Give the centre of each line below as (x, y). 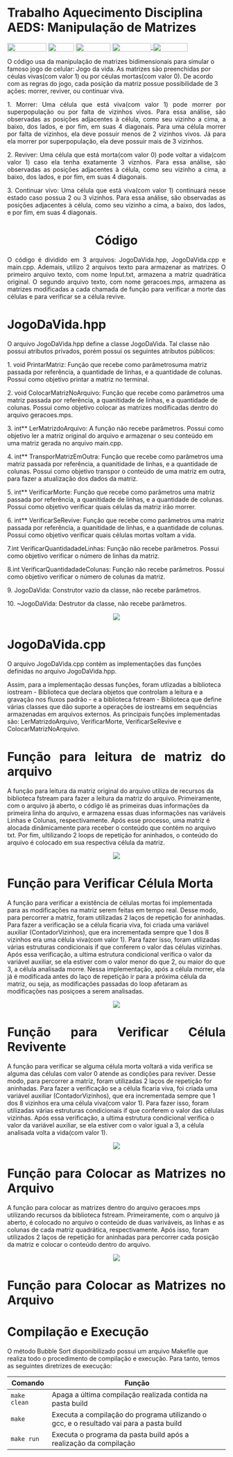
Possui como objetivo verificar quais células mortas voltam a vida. (102, 535)
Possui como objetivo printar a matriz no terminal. (78, 379)
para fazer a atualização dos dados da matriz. (73, 478)
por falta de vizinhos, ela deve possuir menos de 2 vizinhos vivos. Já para (116, 134)
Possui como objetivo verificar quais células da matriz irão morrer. (102, 506)
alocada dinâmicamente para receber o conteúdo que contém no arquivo (112, 828)
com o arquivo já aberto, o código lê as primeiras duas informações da (108, 806)
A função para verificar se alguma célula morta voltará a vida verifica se (110, 1066)
